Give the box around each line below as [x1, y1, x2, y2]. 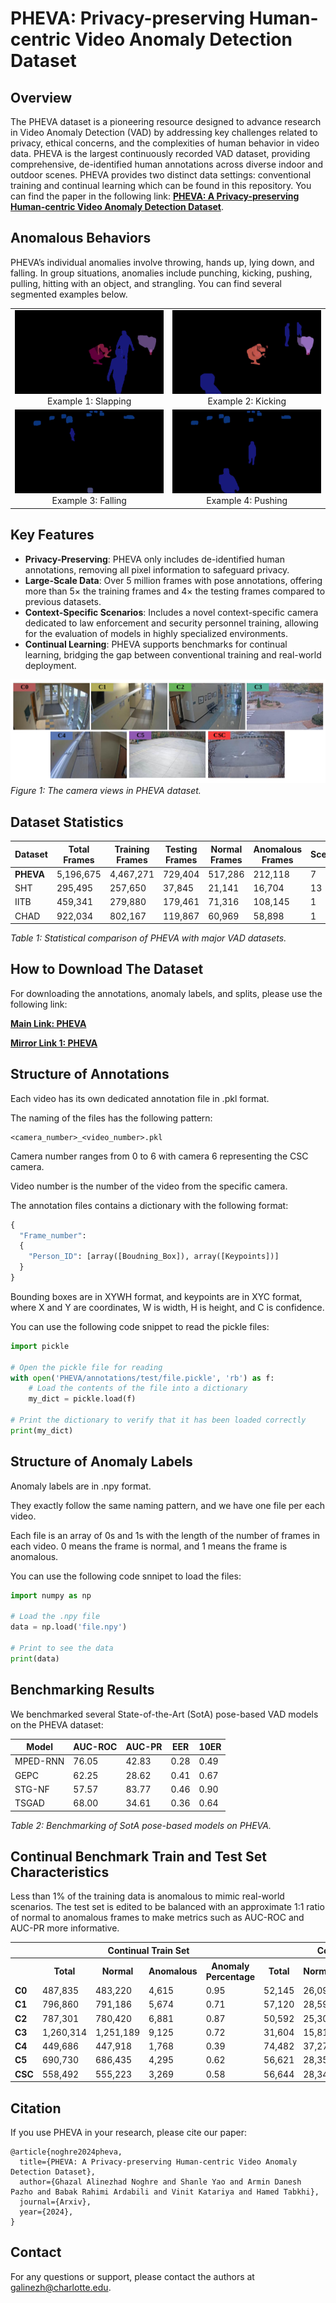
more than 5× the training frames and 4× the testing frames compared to [24, 585, 326, 597]
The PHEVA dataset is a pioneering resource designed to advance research [10, 116, 322, 127]
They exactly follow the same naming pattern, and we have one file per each [10, 1499, 326, 1511]
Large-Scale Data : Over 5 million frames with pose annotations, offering [24, 574, 323, 586]
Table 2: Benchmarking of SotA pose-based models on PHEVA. [10, 1819, 272, 1831]
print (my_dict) [10, 1425, 74, 1436]
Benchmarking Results [10, 1682, 155, 1699]
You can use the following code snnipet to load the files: [10, 1570, 242, 1582]
